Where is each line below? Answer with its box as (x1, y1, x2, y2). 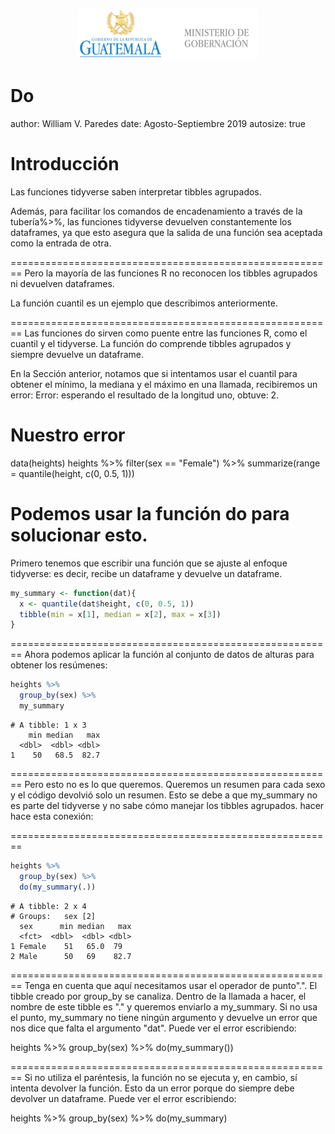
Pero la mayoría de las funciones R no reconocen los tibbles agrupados (24, 267, 318, 279)
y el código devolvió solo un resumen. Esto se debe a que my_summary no (10, 789, 318, 801)
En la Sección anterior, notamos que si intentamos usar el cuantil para (10, 367, 298, 379)
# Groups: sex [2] (10, 911, 97, 921)
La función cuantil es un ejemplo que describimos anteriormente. (10, 297, 278, 309)
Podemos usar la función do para (10, 503, 290, 525)
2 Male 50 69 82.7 (10, 951, 132, 961)
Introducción (10, 153, 120, 176)
